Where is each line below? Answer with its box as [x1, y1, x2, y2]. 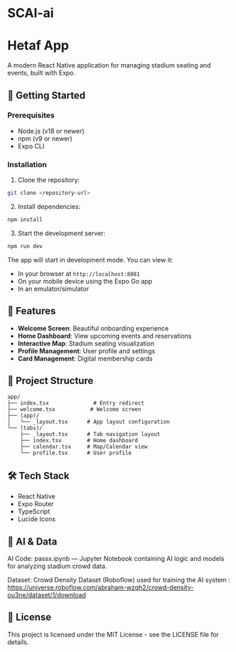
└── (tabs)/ [7, 424, 43, 432]
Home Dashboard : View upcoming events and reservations [17, 331, 192, 340]
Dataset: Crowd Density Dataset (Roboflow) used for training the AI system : [7, 575, 230, 584]
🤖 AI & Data [7, 535, 58, 547]
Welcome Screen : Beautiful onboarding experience [17, 324, 169, 332]
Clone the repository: [17, 176, 80, 184]
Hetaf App [7, 38, 70, 54]
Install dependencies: [17, 202, 81, 210]
